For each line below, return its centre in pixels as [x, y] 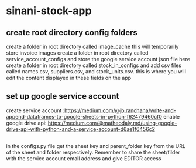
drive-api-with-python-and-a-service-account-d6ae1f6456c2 [81, 129]
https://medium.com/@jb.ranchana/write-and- [120, 110]
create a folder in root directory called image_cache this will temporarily [92, 46]
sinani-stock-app [49, 11]
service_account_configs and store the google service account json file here [98, 59]
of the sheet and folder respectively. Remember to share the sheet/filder [93, 152]
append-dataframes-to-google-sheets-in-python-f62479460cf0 [84, 116]
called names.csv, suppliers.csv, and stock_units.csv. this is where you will [96, 71]
